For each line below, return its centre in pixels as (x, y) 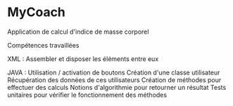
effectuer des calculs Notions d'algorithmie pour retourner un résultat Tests (117, 87)
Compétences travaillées (43, 45)
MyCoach (36, 12)
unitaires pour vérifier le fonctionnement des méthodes (87, 95)
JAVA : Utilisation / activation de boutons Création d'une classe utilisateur (114, 72)
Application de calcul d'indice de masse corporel (78, 32)
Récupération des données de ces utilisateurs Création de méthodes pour (114, 80)
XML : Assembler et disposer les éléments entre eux (83, 59)
